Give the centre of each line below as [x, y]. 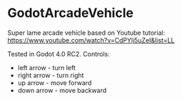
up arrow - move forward [55, 82]
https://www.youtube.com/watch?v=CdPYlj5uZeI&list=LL [91, 40]
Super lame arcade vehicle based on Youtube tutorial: [86, 33]
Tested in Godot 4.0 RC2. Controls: [59, 54]
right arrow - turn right [51, 75]
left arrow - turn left [47, 67]
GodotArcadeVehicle [71, 13]
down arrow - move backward [62, 90]
